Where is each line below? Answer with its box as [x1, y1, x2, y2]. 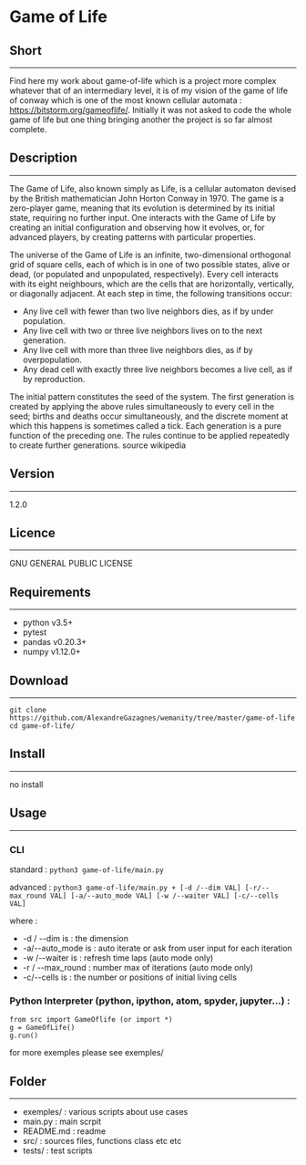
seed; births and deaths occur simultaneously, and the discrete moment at [9, 411, 289, 421]
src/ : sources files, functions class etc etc [22, 1136, 182, 1147]
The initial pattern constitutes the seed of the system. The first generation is [9, 390, 294, 402]
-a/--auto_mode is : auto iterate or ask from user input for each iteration [22, 942, 293, 953]
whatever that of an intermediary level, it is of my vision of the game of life [9, 85, 289, 96]
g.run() [9, 1031, 39, 1041]
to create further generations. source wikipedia [9, 440, 187, 451]
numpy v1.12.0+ [22, 646, 82, 658]
